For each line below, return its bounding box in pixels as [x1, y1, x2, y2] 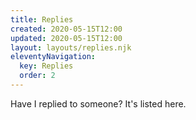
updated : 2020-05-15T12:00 [10, 33, 123, 43]
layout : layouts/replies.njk [10, 42, 132, 53]
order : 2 [19, 71, 56, 81]
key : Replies [19, 61, 74, 71]
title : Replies [10, 14, 74, 25]
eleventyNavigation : [10, 52, 97, 62]
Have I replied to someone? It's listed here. [10, 97, 187, 110]
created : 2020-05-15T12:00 [10, 24, 123, 34]
